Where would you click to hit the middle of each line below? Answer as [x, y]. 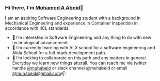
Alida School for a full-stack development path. [59, 53]
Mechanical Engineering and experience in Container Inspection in [72, 23]
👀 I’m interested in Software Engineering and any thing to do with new [82, 37]
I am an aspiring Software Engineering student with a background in [73, 18]
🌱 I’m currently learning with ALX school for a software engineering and [83, 48]
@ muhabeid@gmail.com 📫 [39, 73]
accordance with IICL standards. [37, 28]
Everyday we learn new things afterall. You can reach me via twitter [79, 63]
